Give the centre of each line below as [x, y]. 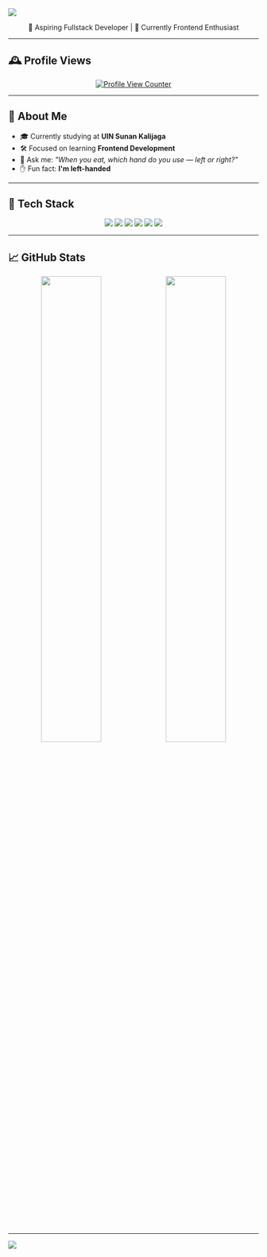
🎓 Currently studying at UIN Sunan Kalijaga [93, 136]
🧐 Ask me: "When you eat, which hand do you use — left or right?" [129, 159]
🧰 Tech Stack [41, 204]
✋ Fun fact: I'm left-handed [65, 168]
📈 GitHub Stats [47, 257]
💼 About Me [38, 117]
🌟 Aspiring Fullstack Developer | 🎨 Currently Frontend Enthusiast [133, 27]
